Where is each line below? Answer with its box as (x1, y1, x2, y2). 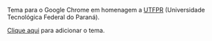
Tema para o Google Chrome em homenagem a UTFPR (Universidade (7, 6, 205, 14)
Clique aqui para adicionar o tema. (7, 27, 105, 34)
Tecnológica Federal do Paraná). (7, 13, 100, 21)
